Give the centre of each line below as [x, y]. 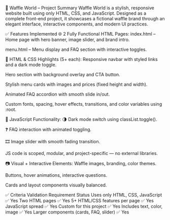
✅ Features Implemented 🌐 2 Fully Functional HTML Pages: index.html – [80, 34]
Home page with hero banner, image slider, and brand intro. [67, 40]
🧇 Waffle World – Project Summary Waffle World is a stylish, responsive [80, 8]
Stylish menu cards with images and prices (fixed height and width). [76, 84]
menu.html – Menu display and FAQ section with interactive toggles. [76, 49]
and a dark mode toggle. [31, 65]
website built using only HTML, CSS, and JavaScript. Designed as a [76, 13]
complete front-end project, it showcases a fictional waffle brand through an [85, 19]
